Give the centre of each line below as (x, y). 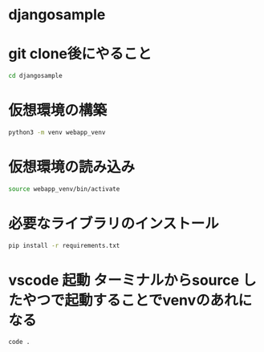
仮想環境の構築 (58, 111)
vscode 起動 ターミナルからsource (124, 280)
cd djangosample (35, 76)
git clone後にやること (80, 54)
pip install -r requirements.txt (64, 245)
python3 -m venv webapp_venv (57, 132)
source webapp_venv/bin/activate (64, 189)
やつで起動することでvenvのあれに (138, 300)
